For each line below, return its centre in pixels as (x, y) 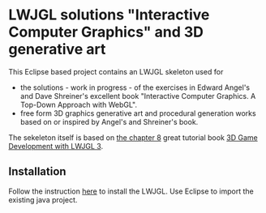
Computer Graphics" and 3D (106, 32)
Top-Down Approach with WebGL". (79, 104)
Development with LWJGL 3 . (56, 146)
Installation (37, 172)
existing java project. (43, 199)
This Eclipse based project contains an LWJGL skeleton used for (116, 71)
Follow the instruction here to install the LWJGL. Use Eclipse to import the (131, 191)
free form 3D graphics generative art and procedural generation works (138, 113)
